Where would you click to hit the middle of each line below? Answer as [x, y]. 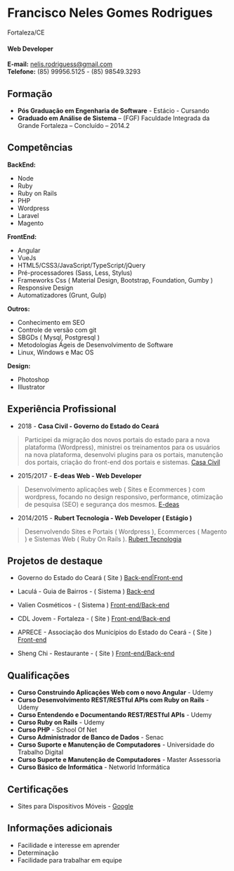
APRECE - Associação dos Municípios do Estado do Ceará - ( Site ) [115, 632]
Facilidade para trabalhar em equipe [70, 860]
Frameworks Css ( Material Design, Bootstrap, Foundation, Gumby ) [115, 280]
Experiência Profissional [62, 409]
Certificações [38, 789]
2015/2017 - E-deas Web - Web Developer [79, 475]
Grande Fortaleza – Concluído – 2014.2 [73, 125]
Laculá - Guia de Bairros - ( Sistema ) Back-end [86, 591]
